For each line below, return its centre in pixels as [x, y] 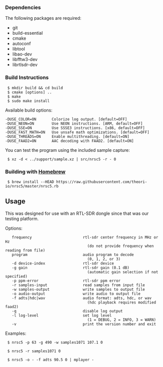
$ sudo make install [28, 101]
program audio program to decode [73, 254]
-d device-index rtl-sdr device [63, 263]
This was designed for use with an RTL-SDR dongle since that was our [77, 213]
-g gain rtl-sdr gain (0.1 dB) [71, 268]
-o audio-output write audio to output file [76, 294]
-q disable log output [67, 311]
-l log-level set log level [62, 315]
